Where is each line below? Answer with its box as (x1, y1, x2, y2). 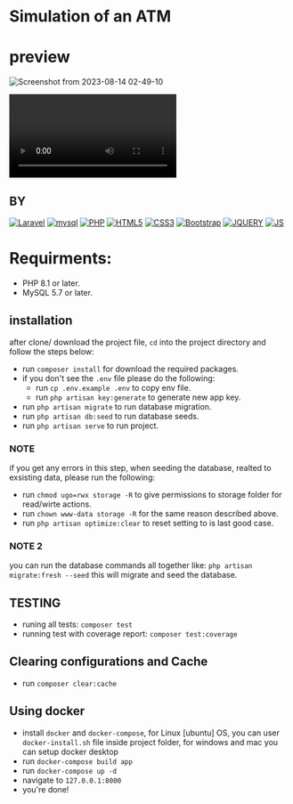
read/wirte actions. (21, 499, 92, 509)
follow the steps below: (9, 345, 95, 357)
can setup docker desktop (21, 746, 118, 757)
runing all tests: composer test (21, 619, 134, 629)
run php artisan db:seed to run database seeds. (21, 410, 199, 421)
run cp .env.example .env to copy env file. (35, 382, 191, 393)
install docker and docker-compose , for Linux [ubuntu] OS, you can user (21, 727, 281, 738)
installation (9, 313, 73, 329)
